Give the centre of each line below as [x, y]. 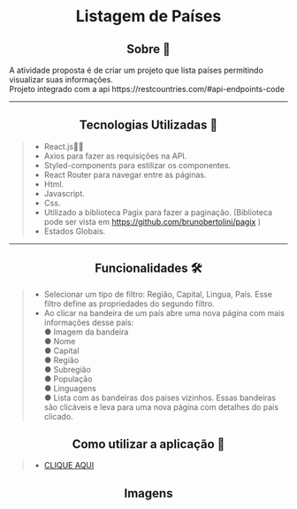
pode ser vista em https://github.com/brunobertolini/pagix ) [152, 221]
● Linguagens [70, 388]
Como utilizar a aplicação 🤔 [148, 444]
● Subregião [67, 369]
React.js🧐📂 [64, 146]
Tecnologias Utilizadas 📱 [148, 125]
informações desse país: [89, 322]
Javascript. [65, 193]
